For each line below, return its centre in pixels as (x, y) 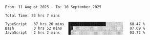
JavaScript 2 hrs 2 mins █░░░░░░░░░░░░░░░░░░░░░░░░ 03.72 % (75, 33)
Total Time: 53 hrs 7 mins (32, 16)
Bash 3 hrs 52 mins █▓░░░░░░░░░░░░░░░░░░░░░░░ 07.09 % (75, 28)
